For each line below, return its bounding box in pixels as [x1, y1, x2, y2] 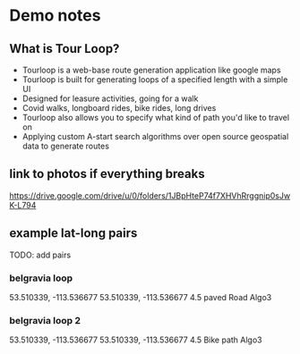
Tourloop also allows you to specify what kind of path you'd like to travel [21, 113, 289, 122]
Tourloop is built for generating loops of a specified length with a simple [21, 74, 288, 85]
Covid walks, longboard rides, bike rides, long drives [21, 103, 217, 113]
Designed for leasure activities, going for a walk [21, 93, 199, 104]
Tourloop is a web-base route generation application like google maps [21, 64, 281, 75]
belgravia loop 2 [9, 314, 81, 326]
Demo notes [9, 5, 101, 26]
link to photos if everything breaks [9, 166, 205, 181]
